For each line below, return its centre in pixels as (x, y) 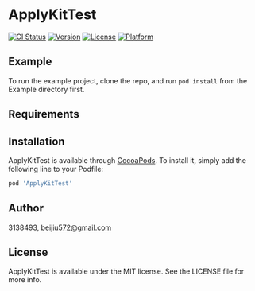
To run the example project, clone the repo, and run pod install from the (128, 80)
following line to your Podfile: (56, 169)
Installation (37, 141)
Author (26, 208)
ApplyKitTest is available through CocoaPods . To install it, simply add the (127, 160)
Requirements (44, 114)
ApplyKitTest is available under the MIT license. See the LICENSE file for (126, 271)
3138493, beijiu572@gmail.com (60, 227)
